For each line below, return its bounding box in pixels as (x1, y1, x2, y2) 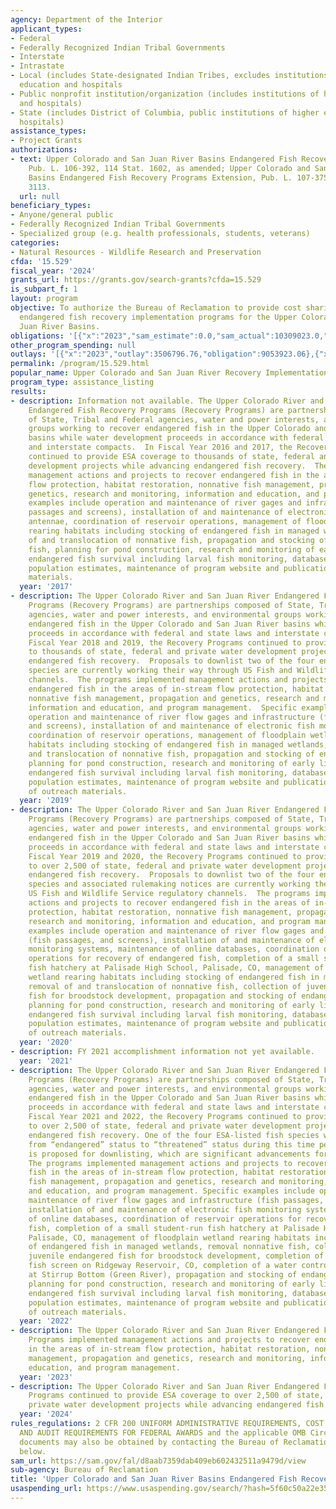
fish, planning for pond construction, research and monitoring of (28, 544, 315, 555)
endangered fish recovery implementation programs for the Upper (19, 312, 298, 322)
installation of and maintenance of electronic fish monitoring (28, 1204, 302, 1215)
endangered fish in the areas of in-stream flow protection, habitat (28, 684, 325, 694)
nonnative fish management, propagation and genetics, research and (28, 693, 320, 703)
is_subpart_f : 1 (10, 284, 78, 295)
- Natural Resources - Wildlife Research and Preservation (10, 247, 262, 257)
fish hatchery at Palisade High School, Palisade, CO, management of (28, 963, 325, 973)
